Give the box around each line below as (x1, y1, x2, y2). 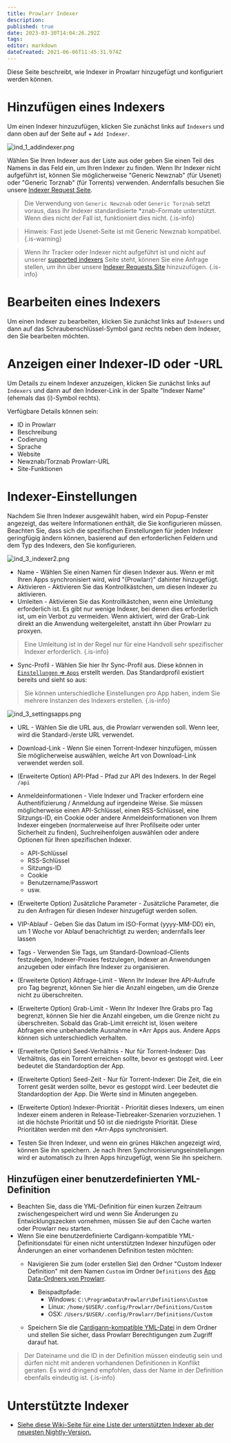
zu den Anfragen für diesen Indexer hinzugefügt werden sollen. (17, 906, 198, 914)
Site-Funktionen (17, 464, 63, 472)
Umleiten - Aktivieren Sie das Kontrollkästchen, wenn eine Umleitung (17, 597, 213, 605)
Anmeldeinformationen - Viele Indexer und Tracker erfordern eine (17, 791, 204, 800)
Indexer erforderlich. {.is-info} (23, 647, 109, 656)
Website (17, 450, 41, 458)
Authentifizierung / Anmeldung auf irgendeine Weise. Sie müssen (17, 798, 203, 807)
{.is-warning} (23, 235, 62, 243)
